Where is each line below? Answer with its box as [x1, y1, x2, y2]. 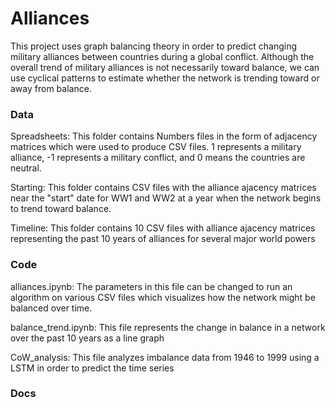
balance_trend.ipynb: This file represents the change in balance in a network [10, 321, 326, 333]
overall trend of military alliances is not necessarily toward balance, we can [10, 61, 320, 73]
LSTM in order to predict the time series [10, 362, 175, 374]
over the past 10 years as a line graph [10, 332, 165, 344]
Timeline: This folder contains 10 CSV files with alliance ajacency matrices [10, 222, 316, 234]
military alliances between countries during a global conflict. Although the [10, 50, 315, 62]
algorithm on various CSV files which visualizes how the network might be [10, 291, 316, 303]
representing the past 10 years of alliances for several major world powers [10, 233, 316, 245]
